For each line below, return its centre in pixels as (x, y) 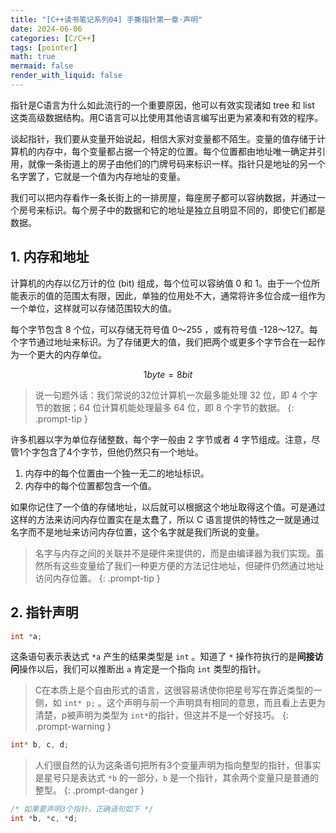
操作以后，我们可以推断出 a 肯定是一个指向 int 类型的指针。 (143, 669)
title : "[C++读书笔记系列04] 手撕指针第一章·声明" (106, 19)
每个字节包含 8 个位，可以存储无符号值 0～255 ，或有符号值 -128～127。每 (164, 329)
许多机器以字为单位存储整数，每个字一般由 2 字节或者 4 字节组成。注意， (161, 439)
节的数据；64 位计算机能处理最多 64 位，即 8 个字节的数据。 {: (164, 407)
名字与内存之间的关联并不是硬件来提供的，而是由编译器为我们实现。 (175, 553)
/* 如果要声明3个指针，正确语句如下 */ (82, 809)
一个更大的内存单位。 (62, 354)
